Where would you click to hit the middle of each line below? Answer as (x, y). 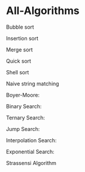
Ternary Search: (25, 118)
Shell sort (18, 72)
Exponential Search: (30, 152)
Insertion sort (22, 38)
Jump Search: (23, 129)
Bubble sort (20, 27)
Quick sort (18, 61)
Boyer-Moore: (23, 95)
